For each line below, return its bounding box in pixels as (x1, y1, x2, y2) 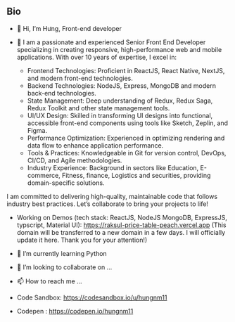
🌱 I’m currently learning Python (16, 249, 107, 257)
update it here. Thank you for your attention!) (16, 236, 148, 244)
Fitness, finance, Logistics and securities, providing (61, 171, 211, 179)
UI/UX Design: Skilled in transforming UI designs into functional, (27, 111, 213, 120)
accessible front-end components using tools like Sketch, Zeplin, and (27, 119, 229, 127)
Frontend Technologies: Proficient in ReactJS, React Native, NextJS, (27, 66, 225, 75)
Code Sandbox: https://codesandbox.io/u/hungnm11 (16, 293, 167, 302)
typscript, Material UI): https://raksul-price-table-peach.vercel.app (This (16, 221, 227, 229)
